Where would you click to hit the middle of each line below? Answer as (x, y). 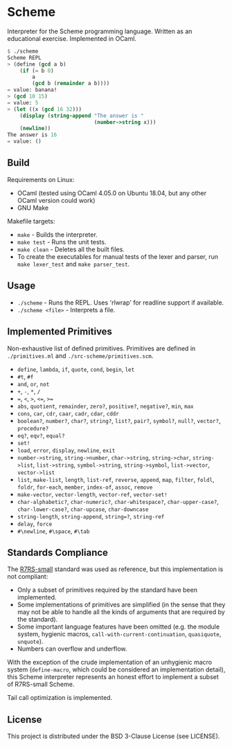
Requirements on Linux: (41, 179)
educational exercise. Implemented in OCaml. (72, 38)
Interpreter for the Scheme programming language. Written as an (100, 31)
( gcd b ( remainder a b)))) (71, 84)
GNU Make (33, 208)
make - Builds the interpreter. (57, 234)
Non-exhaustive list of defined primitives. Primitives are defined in (101, 348)
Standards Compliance (58, 552)
